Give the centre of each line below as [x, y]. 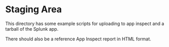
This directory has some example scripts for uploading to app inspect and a [85, 24]
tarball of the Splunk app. [32, 29]
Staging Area [34, 9]
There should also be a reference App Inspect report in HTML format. [78, 39]
